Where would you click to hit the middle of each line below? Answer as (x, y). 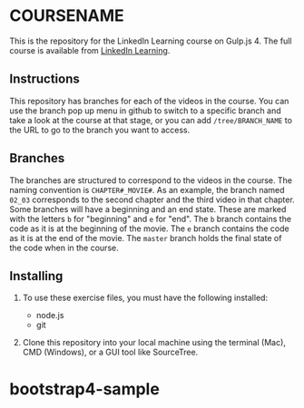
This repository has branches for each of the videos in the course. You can (149, 101)
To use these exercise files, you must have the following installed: (145, 298)
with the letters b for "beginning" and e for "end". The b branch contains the (151, 219)
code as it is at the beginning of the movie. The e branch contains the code (149, 228)
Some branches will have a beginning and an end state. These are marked (148, 209)
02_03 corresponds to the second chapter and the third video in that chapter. (152, 199)
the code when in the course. (64, 248)
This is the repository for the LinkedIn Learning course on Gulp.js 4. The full (151, 41)
